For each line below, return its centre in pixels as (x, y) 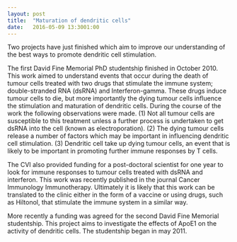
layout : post (27, 14)
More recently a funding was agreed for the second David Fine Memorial (113, 216)
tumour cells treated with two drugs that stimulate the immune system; (110, 83)
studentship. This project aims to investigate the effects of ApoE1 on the (112, 224)
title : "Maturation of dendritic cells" (69, 21)
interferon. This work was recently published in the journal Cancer (104, 180)
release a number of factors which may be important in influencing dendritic (118, 136)
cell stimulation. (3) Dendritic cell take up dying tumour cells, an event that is (119, 144)
